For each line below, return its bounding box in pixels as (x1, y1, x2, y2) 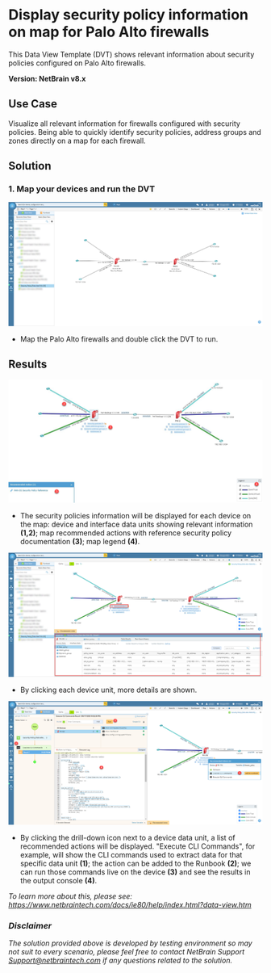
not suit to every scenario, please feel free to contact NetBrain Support (8, 947, 245, 957)
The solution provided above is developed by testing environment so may (8, 938, 252, 948)
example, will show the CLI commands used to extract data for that (19, 850, 243, 860)
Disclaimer (8, 921, 52, 932)
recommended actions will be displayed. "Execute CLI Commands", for (19, 841, 256, 851)
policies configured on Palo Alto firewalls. (8, 58, 147, 68)
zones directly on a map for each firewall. (8, 136, 147, 145)
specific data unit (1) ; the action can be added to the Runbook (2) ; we (19, 858, 252, 869)
